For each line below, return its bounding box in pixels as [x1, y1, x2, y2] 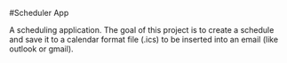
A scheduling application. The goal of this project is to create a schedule [9, 25, 275, 35]
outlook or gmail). [9, 43, 74, 54]
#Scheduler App [9, 8, 69, 18]
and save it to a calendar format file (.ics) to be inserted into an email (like [9, 35, 278, 44]
